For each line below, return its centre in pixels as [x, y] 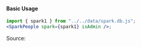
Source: [16, 38]
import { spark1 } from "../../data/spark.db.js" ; [71, 21]
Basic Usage [22, 8]
